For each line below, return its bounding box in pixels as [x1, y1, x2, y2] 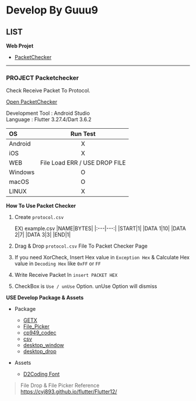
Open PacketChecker [6, 98, 58, 105]
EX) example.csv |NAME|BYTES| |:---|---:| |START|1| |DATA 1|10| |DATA [14, 225, 186, 232]
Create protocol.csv [14, 214, 64, 221]
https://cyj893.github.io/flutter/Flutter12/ [20, 388, 118, 395]
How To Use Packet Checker [6, 203, 76, 210]
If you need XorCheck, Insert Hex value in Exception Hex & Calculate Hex [14, 254, 190, 261]
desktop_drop [23, 348, 57, 355]
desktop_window [23, 342, 64, 349]
